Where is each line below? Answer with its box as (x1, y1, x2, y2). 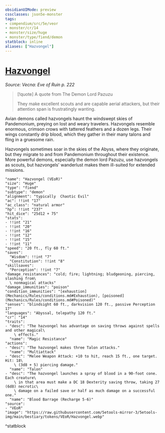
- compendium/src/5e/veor (5, 21, 58, 26)
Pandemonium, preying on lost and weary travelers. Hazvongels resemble (5, 120, 155, 126)
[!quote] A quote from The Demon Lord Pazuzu (17, 91, 113, 97)
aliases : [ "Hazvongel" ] (5, 44, 54, 49)
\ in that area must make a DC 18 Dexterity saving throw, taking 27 (14, 380, 160, 385)
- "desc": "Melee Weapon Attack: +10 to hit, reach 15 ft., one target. (5, 354, 158, 358)
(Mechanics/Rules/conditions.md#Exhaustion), (5, 293, 100, 298)
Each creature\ (5, 375, 36, 380)
